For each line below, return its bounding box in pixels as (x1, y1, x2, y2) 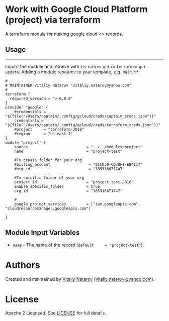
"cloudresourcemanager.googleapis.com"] (5, 206, 92, 211)
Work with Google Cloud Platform (5, 4, 148, 15)
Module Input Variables (5, 229, 80, 237)
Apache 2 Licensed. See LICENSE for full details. (5, 310, 107, 316)
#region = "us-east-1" (14, 131, 73, 136)
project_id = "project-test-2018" (14, 179, 134, 184)
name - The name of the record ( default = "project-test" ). (12, 242, 144, 248)
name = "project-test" (14, 149, 123, 154)
